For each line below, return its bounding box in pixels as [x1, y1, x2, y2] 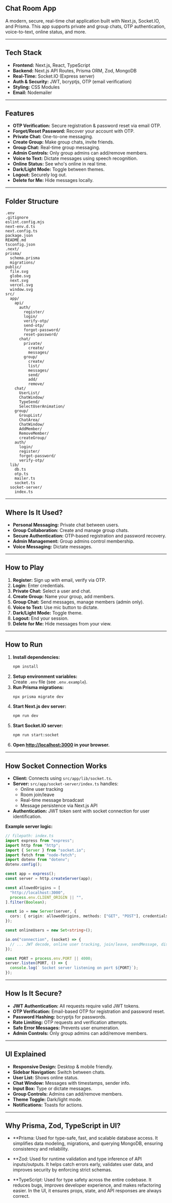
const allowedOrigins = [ [5, 885, 60, 891]
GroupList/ [18, 413, 42, 418]
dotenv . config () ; [5, 862, 42, 867]
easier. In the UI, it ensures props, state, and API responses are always [12, 1188, 162, 1194]
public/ [5, 265, 22, 270]
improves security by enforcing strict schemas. [12, 1167, 113, 1173]
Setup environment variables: [12, 673, 78, 679]
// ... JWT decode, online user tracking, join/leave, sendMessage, [10, 941, 159, 947]
